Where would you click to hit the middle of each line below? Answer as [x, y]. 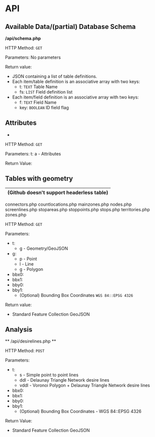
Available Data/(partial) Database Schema [70, 27]
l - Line [27, 264]
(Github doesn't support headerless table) [58, 193]
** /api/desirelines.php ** [31, 341]
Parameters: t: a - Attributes [33, 154]
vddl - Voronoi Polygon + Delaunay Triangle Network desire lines [85, 386]
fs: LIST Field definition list [46, 92]
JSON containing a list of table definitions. [55, 76]
